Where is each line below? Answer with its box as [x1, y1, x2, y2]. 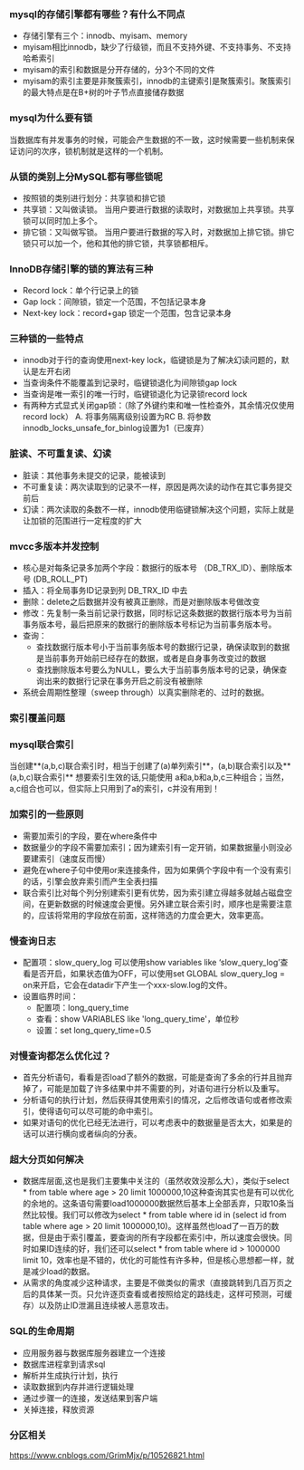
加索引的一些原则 [9, 808, 84, 821]
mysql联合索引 [9, 738, 74, 751]
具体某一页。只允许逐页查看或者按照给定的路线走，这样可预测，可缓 [38, 1289, 292, 1300]
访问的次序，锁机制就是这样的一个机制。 [16, 145, 168, 156]
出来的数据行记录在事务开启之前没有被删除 [43, 676, 204, 687]
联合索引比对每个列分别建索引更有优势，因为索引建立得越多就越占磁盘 [22, 887, 285, 898]
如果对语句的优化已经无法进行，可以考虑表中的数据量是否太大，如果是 [22, 1117, 285, 1129]
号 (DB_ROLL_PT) [22, 573, 89, 585]
